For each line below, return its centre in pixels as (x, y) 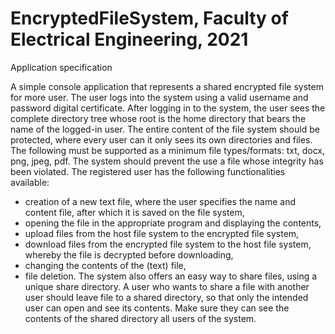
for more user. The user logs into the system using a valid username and (159, 97)
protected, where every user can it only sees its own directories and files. (161, 139)
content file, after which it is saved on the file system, (134, 212)
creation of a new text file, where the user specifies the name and (160, 201)
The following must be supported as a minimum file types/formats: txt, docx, (168, 150)
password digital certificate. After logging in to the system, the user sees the (168, 108)
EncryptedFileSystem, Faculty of (149, 18)
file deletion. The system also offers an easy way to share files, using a (171, 276)
